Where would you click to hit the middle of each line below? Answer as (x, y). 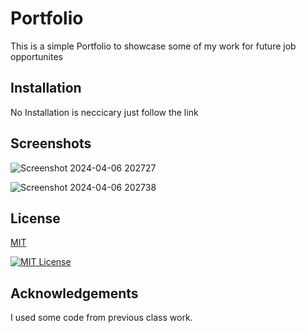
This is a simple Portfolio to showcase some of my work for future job (153, 46)
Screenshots (51, 143)
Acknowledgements (74, 293)
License (35, 218)
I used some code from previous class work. (101, 318)
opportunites (36, 56)
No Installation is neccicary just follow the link (104, 112)
